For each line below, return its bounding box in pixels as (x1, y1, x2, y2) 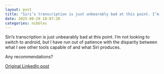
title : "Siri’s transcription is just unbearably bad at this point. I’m (5, 12, 160, 17)
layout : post (5, 7, 32, 12)
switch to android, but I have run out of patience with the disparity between (5, 39, 158, 45)
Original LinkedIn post (5, 63, 50, 69)
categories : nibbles (5, 20, 48, 26)
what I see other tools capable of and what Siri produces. (5, 44, 121, 50)
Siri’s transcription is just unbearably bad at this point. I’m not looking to (5, 34, 150, 40)
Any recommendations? (5, 54, 53, 60)
